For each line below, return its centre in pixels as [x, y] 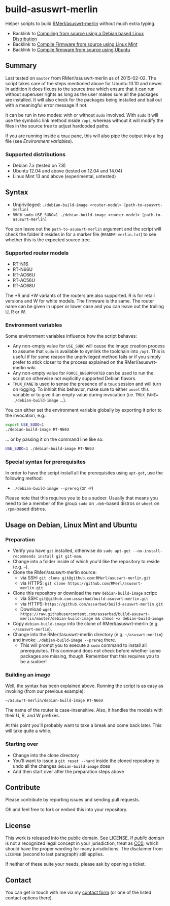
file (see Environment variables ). [39, 141]
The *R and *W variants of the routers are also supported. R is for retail [80, 296]
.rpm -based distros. [26, 509]
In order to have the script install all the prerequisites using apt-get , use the [84, 473]
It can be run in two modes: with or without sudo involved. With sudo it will [82, 115]
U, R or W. [16, 312]
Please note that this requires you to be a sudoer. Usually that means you [82, 498]
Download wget [36, 609]
